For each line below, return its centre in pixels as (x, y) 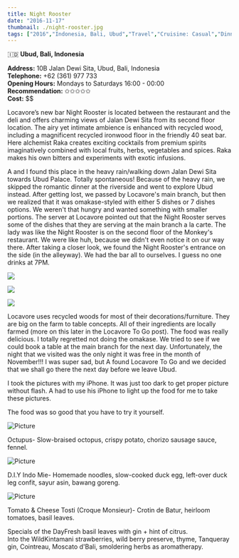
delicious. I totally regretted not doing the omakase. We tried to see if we (114, 339)
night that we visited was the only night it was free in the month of (104, 354)
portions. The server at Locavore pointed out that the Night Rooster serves (117, 217)
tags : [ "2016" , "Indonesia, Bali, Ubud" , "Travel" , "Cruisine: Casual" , (113, 34)
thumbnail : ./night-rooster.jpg (55, 27)
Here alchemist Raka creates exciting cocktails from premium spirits (107, 143)
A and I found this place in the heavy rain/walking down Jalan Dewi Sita (112, 172)
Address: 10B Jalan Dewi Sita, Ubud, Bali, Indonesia (84, 68)
